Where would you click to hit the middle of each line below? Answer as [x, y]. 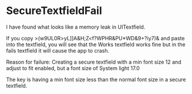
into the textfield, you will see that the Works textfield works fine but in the [96, 44]
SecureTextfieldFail [54, 11]
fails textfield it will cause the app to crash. [58, 50]
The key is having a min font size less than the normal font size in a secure [96, 79]
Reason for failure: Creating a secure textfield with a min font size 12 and [94, 62]
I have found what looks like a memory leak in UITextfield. [76, 27]
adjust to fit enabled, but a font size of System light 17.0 [73, 68]
